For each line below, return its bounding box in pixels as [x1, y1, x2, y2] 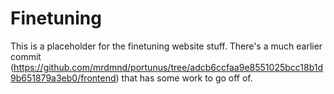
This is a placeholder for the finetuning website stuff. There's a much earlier [10, 40, 323, 52]
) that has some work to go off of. [115, 72, 253, 84]
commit [10, 50, 42, 62]
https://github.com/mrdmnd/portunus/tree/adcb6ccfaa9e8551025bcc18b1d [13, 61, 324, 73]
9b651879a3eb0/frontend [10, 72, 117, 84]
